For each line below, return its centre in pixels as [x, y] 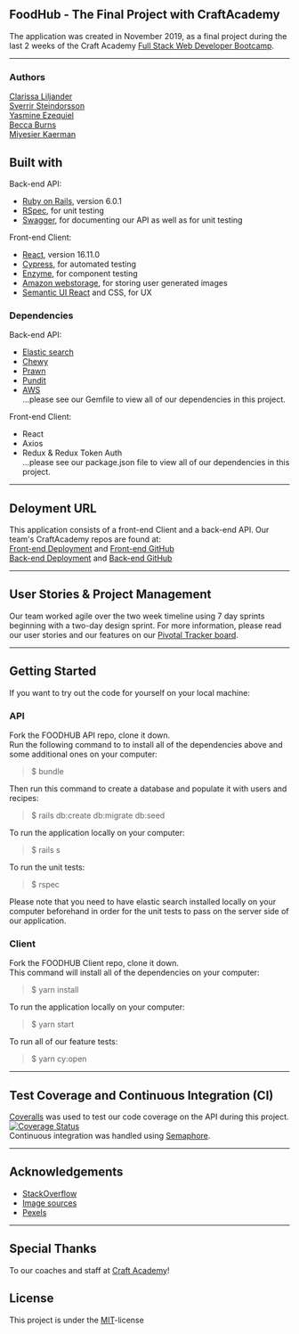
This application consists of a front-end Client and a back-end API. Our [139, 530]
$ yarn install [55, 990]
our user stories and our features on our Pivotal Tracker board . [124, 634]
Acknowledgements [66, 1172]
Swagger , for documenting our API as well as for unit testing [132, 220]
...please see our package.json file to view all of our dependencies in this [156, 462]
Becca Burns [32, 125]
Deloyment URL [53, 508]
